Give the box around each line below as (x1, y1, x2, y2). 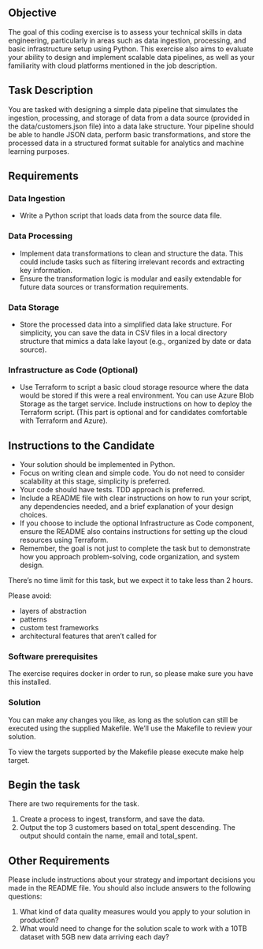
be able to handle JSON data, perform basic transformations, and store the (8, 129, 251, 139)
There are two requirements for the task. (8, 799, 139, 809)
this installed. (8, 678, 51, 687)
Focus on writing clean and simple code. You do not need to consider (19, 469, 246, 478)
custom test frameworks (19, 623, 99, 633)
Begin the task (8, 779, 80, 791)
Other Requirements (8, 854, 110, 867)
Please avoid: (8, 591, 52, 600)
